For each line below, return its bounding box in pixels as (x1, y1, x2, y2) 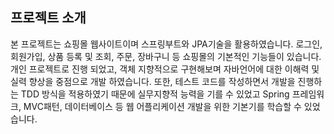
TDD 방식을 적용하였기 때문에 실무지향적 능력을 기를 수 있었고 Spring (20, 88, 290, 100)
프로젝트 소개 (10, 9, 87, 27)
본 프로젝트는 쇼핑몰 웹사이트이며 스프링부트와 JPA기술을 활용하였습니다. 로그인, (10, 38, 323, 50)
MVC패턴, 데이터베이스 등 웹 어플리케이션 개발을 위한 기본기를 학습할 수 (23, 100, 302, 112)
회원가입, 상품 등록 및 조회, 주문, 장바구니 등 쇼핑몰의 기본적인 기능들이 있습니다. (10, 50, 322, 62)
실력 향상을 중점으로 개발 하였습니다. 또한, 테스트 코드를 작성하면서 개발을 (10, 75, 296, 87)
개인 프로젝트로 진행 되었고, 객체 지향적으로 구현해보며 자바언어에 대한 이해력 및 (10, 63, 320, 75)
